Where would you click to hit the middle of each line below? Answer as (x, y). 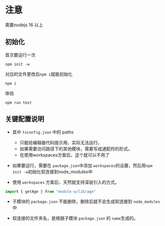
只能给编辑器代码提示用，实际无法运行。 (61, 142)
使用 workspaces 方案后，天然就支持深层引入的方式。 (66, 182)
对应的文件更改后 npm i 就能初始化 (39, 74)
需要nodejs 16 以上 (24, 25)
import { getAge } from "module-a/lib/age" (51, 191)
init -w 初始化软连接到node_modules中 (52, 171)
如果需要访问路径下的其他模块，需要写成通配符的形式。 (76, 149)
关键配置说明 (25, 119)
